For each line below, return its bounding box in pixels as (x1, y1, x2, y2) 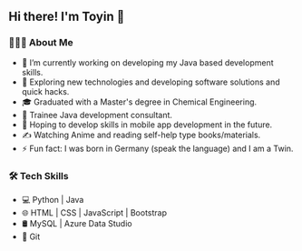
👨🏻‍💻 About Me (8, 36, 73, 49)
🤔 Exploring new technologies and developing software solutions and (21, 76, 280, 87)
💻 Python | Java (21, 194, 84, 205)
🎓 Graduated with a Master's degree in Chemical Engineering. (21, 96, 258, 107)
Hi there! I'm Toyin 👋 (8, 9, 125, 25)
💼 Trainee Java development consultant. (21, 109, 173, 120)
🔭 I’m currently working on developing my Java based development (21, 56, 274, 68)
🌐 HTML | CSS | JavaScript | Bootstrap (21, 206, 168, 218)
